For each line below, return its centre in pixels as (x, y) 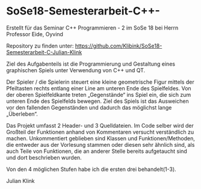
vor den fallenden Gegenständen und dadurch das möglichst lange (89, 107)
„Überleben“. (22, 114)
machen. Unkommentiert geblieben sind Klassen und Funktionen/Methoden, (101, 138)
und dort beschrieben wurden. (44, 157)
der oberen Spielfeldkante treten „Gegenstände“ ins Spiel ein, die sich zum (99, 94)
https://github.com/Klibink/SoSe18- (119, 46)
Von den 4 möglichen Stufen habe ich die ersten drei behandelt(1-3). (91, 169)
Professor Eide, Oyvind (35, 34)
